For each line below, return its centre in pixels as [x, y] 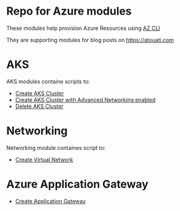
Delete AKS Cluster [39, 106]
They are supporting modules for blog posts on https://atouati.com [90, 40]
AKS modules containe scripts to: [48, 81]
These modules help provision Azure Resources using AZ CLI [83, 28]
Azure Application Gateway [77, 184]
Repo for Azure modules [69, 11]
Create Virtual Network [44, 159]
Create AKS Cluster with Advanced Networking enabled [85, 99]
